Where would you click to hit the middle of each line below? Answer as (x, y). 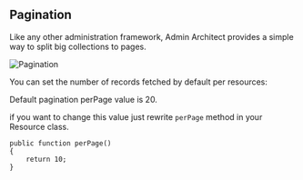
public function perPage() (61, 143)
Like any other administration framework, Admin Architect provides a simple (151, 36)
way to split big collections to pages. (78, 46)
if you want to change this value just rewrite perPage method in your (136, 116)
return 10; (46, 159)
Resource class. (40, 126)
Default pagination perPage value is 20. (83, 99)
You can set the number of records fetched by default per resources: (139, 82)
